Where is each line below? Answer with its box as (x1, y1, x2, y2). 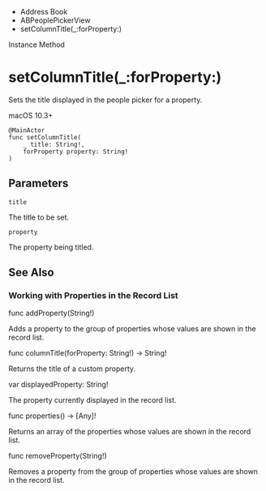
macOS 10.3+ (8, 110, 54, 120)
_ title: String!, (23, 140, 85, 148)
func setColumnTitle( (8, 133, 82, 141)
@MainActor (8, 126, 45, 134)
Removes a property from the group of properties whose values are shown (8, 467, 258, 476)
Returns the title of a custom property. (8, 364, 136, 374)
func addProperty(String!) (8, 308, 95, 318)
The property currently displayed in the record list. (8, 395, 177, 405)
